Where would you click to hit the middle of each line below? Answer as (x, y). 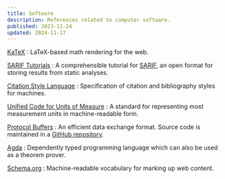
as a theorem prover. (36, 155)
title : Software (30, 13)
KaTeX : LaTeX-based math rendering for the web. (78, 52)
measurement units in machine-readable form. (73, 114)
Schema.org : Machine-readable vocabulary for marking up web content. (111, 168)
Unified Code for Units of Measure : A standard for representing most (106, 106)
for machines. (27, 93)
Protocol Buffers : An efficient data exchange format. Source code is (104, 127)
